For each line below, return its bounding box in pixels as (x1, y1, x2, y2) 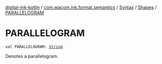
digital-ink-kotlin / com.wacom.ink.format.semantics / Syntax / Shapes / (5, 5, 157, 10)
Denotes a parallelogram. (5, 53, 59, 59)
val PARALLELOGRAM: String (5, 44, 63, 49)
